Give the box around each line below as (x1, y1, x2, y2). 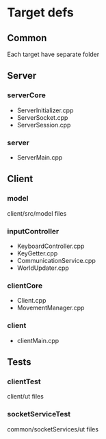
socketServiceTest (7, 410, 70, 419)
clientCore (7, 281, 43, 290)
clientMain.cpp (16, 336, 59, 344)
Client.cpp (16, 297, 47, 305)
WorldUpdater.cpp (16, 264, 70, 272)
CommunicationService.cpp (16, 256, 96, 264)
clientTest (7, 377, 41, 386)
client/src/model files (7, 209, 67, 217)
